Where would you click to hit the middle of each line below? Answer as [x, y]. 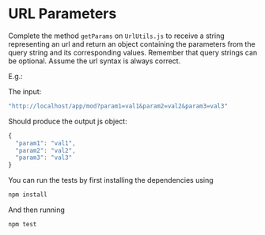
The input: [25, 91]
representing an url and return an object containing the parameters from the [132, 44]
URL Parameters [62, 14]
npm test [23, 225]
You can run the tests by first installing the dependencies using [111, 180]
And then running [37, 210]
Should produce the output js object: [68, 121]
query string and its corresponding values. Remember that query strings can [133, 52]
